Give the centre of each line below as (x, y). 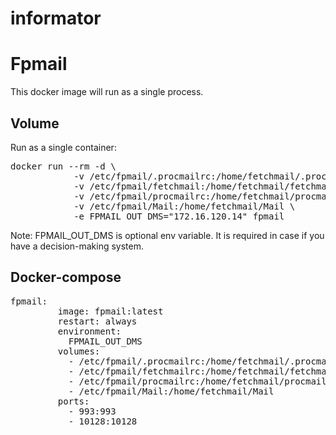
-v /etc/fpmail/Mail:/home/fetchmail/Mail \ (184, 206)
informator (56, 18)
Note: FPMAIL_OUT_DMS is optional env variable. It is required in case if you (167, 235)
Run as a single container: (63, 147)
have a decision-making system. (77, 246)
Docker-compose (66, 277)
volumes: (79, 351)
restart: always (97, 321)
